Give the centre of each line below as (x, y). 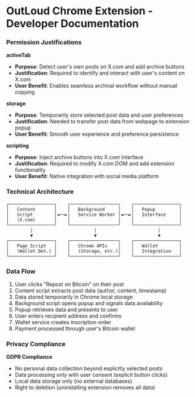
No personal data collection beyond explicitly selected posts (89, 368)
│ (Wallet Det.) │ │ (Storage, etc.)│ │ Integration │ (94, 251)
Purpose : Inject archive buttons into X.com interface (79, 157)
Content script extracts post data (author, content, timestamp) (91, 291)
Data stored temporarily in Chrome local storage (74, 297)
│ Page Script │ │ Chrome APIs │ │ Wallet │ (94, 246)
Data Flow (21, 271)
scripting (18, 146)
